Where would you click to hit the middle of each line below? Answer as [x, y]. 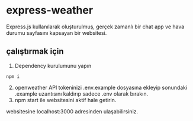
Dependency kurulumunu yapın [53, 66]
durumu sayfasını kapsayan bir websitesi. [57, 32]
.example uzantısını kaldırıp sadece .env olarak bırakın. [81, 94]
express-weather [50, 10]
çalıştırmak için [35, 52]
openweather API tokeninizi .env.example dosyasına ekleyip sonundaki [101, 87]
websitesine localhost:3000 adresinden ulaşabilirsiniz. [72, 111]
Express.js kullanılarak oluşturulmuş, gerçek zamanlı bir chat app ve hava [95, 27]
